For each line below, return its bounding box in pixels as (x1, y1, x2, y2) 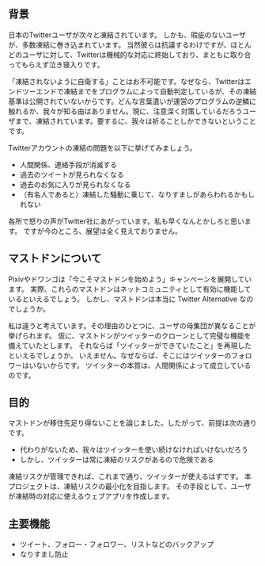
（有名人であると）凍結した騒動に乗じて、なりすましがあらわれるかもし (19, 189, 256, 199)
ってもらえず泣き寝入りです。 (8, 59, 104, 69)
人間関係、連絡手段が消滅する (19, 159, 117, 169)
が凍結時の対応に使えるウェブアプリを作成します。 (8, 491, 174, 501)
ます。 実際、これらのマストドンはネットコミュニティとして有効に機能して (8, 284, 252, 293)
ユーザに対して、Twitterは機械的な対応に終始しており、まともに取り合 (21, 50, 252, 59)
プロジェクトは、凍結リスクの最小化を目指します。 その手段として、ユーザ (8, 482, 252, 491)
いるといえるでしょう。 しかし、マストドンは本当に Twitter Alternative (8, 294, 238, 304)
